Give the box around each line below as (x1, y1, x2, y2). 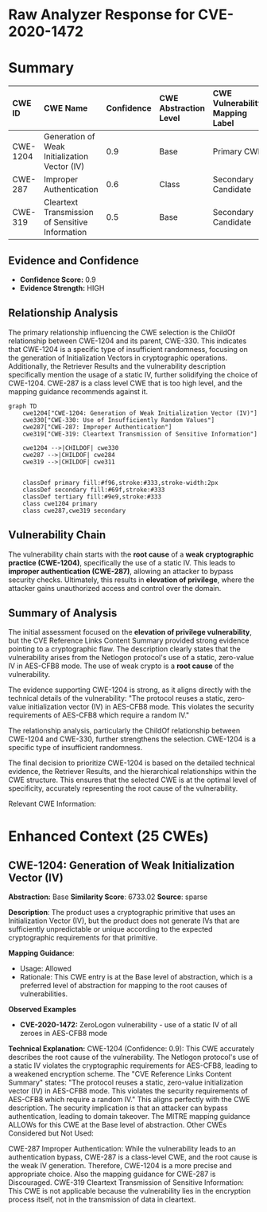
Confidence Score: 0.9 (19, 275, 97, 284)
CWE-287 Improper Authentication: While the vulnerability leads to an (8, 1144, 237, 1154)
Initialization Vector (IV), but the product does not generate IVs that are (8, 916, 240, 925)
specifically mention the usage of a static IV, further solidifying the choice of (8, 369, 258, 379)
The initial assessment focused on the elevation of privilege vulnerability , (8, 628, 253, 637)
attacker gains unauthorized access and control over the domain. (8, 583, 222, 592)
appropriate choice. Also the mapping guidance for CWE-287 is (8, 1169, 216, 1179)
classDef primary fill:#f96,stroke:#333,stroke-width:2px (22, 479, 219, 487)
